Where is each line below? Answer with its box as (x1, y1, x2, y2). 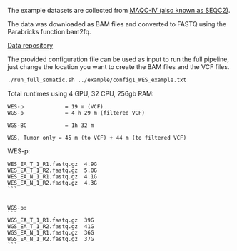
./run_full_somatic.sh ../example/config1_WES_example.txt (7, 76, 187, 83)
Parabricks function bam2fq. (7, 28, 91, 36)
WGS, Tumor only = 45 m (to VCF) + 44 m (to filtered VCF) (7, 134, 187, 141)
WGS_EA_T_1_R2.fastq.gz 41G (7, 222, 94, 230)
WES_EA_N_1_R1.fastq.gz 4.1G (7, 173, 98, 180)
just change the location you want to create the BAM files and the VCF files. (7, 63, 230, 71)
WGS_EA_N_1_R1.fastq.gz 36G (7, 229, 94, 236)
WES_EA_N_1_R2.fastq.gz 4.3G (7, 179, 98, 186)
